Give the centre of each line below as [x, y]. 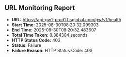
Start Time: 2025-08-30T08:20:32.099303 [55, 25]
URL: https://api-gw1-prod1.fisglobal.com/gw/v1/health [66, 19]
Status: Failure [26, 45]
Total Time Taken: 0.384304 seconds [49, 35]
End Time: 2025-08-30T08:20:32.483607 [54, 30]
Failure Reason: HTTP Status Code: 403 [52, 50]
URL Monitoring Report [40, 8]
